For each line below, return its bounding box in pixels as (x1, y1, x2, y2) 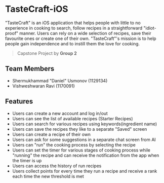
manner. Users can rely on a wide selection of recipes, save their (19, 30, 152, 36)
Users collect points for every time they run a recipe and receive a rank (12, 168, 157, 174)
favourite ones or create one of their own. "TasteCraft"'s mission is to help (5, 36, 157, 41)
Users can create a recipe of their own (12, 131, 91, 137)
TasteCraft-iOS (5, 3, 68, 15)
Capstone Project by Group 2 (17, 50, 77, 56)
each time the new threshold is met (12, 173, 84, 179)
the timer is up (12, 157, 42, 163)
